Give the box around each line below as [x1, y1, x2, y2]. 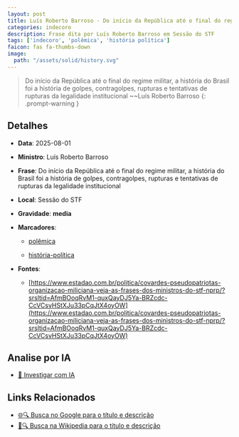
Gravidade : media [17, 209, 72, 217]
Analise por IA [7, 351, 71, 364]
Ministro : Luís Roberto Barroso [17, 153, 109, 161]
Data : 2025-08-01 [17, 138, 71, 147]
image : [7, 51, 27, 58]
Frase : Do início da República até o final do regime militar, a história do [17, 166, 225, 175]
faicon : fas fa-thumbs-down [7, 43, 91, 51]
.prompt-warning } [24, 99, 80, 108]
